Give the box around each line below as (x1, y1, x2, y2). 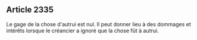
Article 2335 (6, 5, 54, 15)
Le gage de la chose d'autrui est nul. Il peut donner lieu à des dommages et (6, 20, 192, 27)
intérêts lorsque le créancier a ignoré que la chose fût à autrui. (6, 27, 159, 34)
